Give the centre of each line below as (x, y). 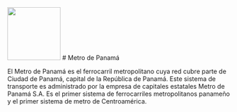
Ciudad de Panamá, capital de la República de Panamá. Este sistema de (111, 79)
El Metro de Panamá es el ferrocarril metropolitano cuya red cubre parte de (117, 71)
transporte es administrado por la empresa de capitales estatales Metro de (116, 86)
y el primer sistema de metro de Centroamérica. (77, 101)
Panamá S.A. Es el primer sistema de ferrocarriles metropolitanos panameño (118, 94)
